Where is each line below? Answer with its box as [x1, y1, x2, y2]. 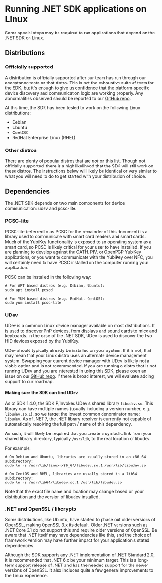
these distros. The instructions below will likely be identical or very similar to [5, 168, 157, 174]
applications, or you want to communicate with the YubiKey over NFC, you [5, 254, 153, 260]
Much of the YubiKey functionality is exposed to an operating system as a [5, 239, 152, 245]
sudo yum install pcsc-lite [5, 300, 62, 305]
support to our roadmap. [5, 379, 54, 384]
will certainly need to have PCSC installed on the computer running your [5, 260, 149, 266]
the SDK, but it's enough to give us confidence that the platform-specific [5, 85, 150, 91]
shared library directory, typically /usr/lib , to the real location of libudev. [5, 435, 151, 441]
